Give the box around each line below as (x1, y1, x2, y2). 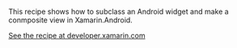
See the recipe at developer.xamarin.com (8, 31, 146, 40)
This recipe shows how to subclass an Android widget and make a (8, 7, 229, 16)
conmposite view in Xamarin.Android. (8, 15, 133, 25)
